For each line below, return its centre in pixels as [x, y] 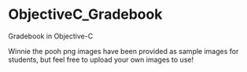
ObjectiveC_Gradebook [85, 14]
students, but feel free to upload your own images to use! [101, 59]
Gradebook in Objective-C [51, 36]
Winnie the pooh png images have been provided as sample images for [124, 51]
